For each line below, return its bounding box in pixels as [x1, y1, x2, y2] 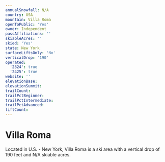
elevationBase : [5, 79, 38, 84]
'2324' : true [10, 64, 38, 70]
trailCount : [5, 88, 31, 94]
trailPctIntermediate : [5, 98, 53, 103]
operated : [5, 60, 26, 65]
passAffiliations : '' [5, 31, 51, 36]
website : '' [5, 74, 31, 79]
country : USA [5, 12, 33, 17]
